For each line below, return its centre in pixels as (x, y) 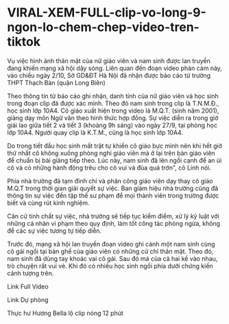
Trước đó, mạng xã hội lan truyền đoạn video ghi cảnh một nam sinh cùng (111, 244)
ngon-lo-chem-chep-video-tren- (104, 27)
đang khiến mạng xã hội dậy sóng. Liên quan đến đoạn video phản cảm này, (115, 68)
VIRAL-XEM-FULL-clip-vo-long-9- (107, 13)
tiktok (24, 42)
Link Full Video (28, 286)
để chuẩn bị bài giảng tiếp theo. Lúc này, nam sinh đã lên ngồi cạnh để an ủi (114, 160)
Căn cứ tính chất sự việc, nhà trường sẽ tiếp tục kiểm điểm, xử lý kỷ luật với (113, 216)
